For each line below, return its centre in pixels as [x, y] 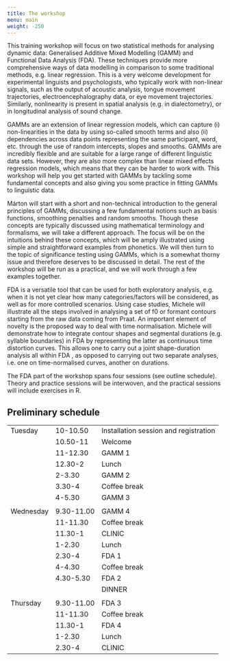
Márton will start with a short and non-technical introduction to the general [112, 204]
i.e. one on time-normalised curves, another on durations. [88, 363]
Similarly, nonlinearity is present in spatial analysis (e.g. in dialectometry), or [114, 104]
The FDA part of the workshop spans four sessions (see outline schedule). [112, 376]
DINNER [115, 590]
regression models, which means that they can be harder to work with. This [114, 168]
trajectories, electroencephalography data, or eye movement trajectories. [110, 97]
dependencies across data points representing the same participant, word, [112, 139]
